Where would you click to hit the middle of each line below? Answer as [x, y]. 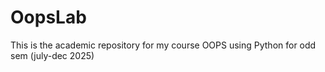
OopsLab [48, 17]
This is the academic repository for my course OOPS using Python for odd [163, 45]
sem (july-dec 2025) [52, 55]
